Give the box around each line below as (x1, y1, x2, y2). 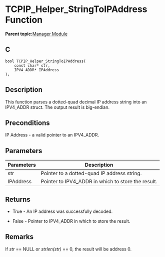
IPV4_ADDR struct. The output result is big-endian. (5, 104, 110, 110)
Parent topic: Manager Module (5, 31, 68, 37)
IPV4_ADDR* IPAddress (14, 67, 59, 72)
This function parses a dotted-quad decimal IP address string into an (5, 99, 147, 105)
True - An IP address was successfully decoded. (12, 208, 113, 214)
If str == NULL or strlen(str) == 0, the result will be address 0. (5, 246, 132, 252)
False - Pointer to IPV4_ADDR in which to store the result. (12, 218, 130, 224)
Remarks (5, 232, 34, 241)
